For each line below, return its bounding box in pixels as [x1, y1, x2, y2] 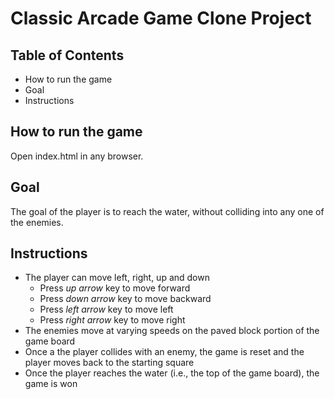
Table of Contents [10, 47, 125, 64]
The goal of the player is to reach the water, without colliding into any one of [10, 205, 325, 217]
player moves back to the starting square [24, 357, 195, 369]
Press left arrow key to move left [39, 303, 174, 316]
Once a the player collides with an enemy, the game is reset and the [24, 346, 305, 358]
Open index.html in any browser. [10, 150, 144, 162]
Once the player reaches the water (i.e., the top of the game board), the [24, 367, 320, 379]
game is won [24, 378, 78, 390]
